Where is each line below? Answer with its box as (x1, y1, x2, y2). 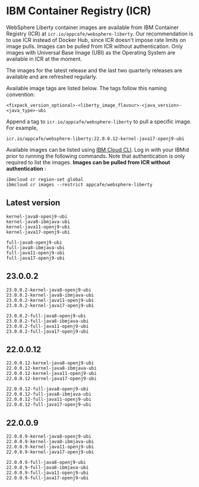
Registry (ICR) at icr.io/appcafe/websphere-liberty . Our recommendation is (6, 30, 194, 37)
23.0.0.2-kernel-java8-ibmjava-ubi (6, 292, 94, 298)
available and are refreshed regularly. (6, 73, 98, 80)
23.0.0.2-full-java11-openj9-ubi (6, 323, 89, 329)
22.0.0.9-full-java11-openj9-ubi (6, 470, 89, 476)
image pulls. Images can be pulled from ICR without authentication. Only (6, 43, 183, 50)
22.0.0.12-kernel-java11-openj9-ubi (6, 371, 97, 377)
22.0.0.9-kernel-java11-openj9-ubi (6, 444, 94, 450)
